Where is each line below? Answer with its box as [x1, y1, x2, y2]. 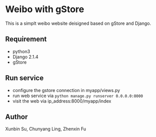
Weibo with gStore [5, 4, 84, 15]
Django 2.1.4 [12, 54, 39, 60]
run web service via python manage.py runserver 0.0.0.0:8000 [12, 93, 143, 99]
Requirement [5, 35, 47, 43]
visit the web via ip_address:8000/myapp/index [12, 98, 112, 104]
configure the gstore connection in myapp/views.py [12, 87, 120, 93]
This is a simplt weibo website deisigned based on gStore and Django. [5, 20, 151, 26]
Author [5, 112, 28, 121]
